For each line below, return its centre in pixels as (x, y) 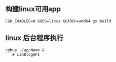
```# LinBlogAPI (23, 54)
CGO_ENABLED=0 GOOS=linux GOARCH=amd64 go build (58, 21)
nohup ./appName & (25, 50)
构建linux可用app (33, 9)
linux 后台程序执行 (34, 38)
